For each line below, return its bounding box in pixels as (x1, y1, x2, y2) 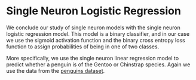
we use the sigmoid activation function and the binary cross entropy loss (6, 36, 185, 44)
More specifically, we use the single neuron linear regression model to (6, 54, 179, 61)
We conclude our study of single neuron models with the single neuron (6, 24, 181, 31)
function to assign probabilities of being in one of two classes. (6, 43, 160, 50)
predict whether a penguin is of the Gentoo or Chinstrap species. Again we (6, 61, 191, 68)
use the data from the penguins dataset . (6, 67, 105, 74)
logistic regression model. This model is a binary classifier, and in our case (6, 30, 190, 37)
